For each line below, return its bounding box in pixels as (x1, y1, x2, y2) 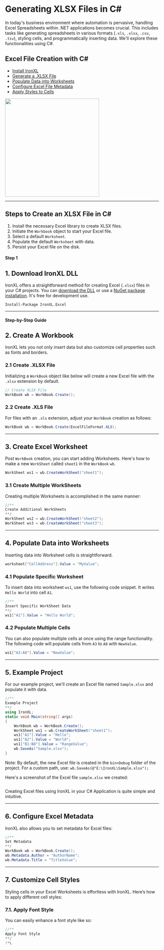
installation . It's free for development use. (5, 292, 89, 298)
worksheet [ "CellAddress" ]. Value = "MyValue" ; (5, 561, 99, 566)
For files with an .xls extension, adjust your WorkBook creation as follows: (5, 415, 152, 421)
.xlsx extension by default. (5, 378, 60, 384)
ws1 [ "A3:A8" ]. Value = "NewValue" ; (5, 650, 76, 655)
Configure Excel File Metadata (12, 83, 73, 89)
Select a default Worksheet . (12, 233, 66, 239)
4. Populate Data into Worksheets (5, 539, 109, 548)
